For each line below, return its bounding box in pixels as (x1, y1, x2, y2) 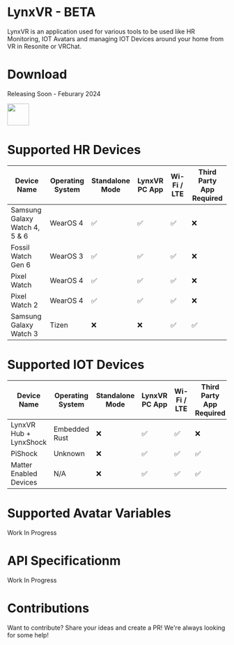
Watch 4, (10, 222, 40, 232)
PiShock (10, 448, 38, 458)
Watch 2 (10, 300, 38, 310)
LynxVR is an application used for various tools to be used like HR (7, 27, 196, 36)
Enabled (10, 469, 38, 478)
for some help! (7, 630, 49, 639)
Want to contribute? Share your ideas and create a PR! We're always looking (7, 623, 226, 632)
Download (7, 67, 68, 82)
